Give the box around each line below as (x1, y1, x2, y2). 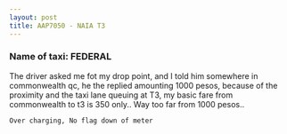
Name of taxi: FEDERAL (9, 51, 112, 63)
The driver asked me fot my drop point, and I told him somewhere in (9, 70, 258, 81)
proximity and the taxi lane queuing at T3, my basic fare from (9, 90, 234, 100)
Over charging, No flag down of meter (9, 116, 153, 125)
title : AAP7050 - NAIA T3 (9, 21, 105, 30)
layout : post (9, 12, 58, 22)
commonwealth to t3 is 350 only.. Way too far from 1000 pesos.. (9, 99, 245, 109)
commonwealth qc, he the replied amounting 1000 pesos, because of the (9, 80, 278, 91)
